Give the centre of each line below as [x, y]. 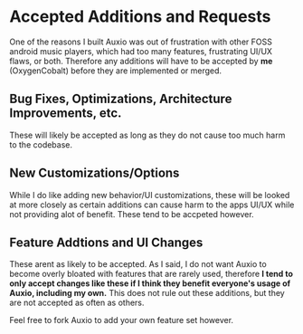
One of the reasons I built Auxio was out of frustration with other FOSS [141, 42]
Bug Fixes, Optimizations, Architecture [121, 99]
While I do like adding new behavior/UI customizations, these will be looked [150, 195]
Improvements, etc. [66, 114]
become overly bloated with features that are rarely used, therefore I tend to [151, 274]
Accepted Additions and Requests [140, 17]
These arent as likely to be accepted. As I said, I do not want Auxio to [138, 264]
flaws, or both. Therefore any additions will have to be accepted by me [141, 61]
